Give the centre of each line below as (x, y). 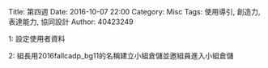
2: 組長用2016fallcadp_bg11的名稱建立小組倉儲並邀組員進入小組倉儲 (121, 56)
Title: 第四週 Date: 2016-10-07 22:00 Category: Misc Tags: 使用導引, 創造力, (134, 12)
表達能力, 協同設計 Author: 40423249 (71, 22)
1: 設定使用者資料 (37, 39)
